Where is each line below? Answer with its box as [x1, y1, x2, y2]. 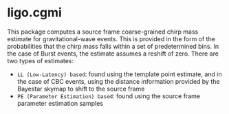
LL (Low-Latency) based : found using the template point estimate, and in [17, 70, 222, 78]
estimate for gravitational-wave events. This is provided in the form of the [7, 34, 215, 43]
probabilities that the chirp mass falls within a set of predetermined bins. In [7, 42, 219, 50]
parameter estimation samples [17, 99, 103, 107]
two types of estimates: [7, 56, 74, 65]
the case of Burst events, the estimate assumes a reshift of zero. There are [7, 49, 219, 58]
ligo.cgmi [7, 5, 62, 21]
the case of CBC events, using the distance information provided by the [17, 77, 220, 85]
